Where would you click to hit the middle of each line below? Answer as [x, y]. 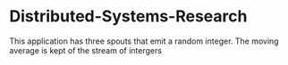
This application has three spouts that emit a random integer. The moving [144, 41]
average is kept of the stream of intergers [86, 50]
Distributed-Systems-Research [128, 16]
